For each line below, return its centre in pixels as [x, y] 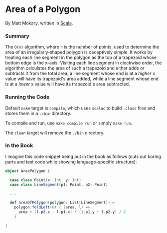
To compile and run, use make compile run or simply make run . [69, 123]
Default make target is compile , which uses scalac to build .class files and [80, 108]
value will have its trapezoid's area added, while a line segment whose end [82, 79]
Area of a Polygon [43, 9]
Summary [17, 36]
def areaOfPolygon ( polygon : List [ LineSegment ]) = [62, 203]
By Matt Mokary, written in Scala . [39, 23]
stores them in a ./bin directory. [38, 113]
